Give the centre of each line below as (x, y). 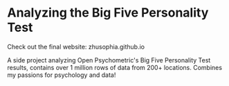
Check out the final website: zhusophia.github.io (76, 46)
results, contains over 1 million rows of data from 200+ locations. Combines (115, 67)
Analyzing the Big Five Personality (108, 13)
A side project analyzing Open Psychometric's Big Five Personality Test (109, 60)
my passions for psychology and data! (62, 75)
